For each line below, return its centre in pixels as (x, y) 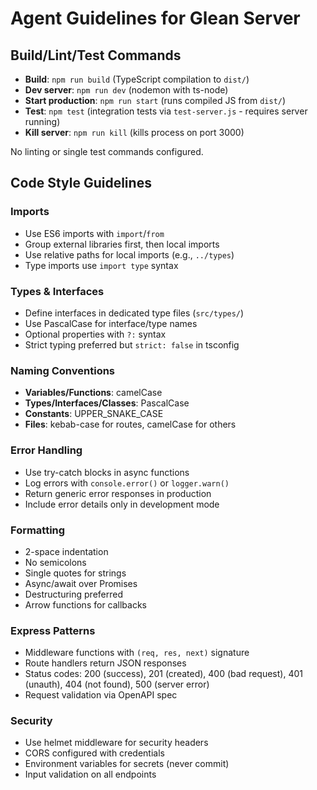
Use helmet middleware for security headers (116, 743)
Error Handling (46, 450)
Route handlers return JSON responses (105, 663)
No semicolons (55, 562)
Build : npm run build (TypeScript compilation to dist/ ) (137, 79)
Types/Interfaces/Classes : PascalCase (107, 403)
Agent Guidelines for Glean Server (155, 18)
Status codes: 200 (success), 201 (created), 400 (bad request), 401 (163, 674)
